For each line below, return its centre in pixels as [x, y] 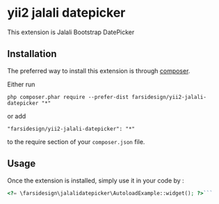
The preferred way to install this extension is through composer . [99, 70]
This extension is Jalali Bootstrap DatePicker [71, 32]
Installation [32, 54]
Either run [21, 84]
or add [17, 116]
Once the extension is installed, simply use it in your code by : [96, 180]
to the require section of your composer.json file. [76, 141]
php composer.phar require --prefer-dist [68, 97]
